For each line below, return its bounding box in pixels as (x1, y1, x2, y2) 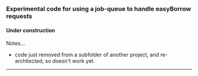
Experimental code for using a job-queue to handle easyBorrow (6, 5, 192, 13)
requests (6, 12, 32, 20)
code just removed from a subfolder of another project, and (14, 51, 159, 58)
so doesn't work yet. (45, 58, 95, 65)
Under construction (6, 27, 55, 34)
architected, (14, 58, 44, 65)
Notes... (6, 40, 25, 47)
